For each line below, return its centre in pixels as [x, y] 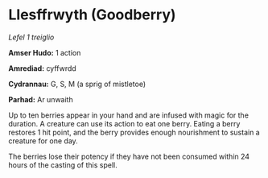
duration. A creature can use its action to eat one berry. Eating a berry [124, 123]
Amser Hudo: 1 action [45, 52]
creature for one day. [43, 141]
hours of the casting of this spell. [63, 165]
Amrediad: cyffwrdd [42, 68]
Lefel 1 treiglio [31, 37]
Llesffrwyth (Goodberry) [92, 15]
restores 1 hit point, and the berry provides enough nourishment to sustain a [134, 132]
